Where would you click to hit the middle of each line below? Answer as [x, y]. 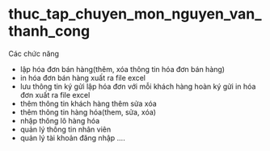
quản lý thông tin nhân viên [65, 129]
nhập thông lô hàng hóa [60, 120]
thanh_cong [49, 31]
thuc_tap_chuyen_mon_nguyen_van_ [135, 14]
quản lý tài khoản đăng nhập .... [72, 137]
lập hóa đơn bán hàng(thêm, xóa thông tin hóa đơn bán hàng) [122, 69]
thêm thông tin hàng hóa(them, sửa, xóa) [88, 112]
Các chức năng [34, 53]
